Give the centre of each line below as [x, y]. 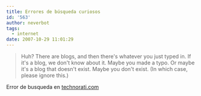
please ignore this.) [45, 75]
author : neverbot [28, 23]
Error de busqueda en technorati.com [52, 87]
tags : [13, 28]
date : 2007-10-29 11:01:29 [40, 39]
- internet [25, 34]
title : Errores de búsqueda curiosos [53, 12]
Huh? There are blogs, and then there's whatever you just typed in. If [106, 56]
